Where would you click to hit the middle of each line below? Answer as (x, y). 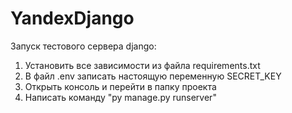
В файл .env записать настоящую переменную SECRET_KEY (153, 76)
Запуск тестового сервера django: (83, 46)
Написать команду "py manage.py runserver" (120, 97)
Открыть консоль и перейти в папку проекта (120, 86)
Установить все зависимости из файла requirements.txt (142, 65)
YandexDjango (72, 18)
